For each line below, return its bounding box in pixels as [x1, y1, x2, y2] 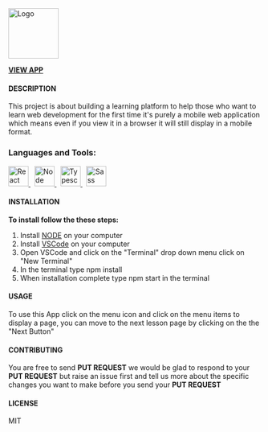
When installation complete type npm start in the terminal [19, 273, 210, 282]
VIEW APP [8, 65, 44, 75]
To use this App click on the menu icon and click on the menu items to [8, 309, 241, 319]
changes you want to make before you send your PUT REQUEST [8, 380, 221, 389]
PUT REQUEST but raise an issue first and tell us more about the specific [8, 372, 250, 381]
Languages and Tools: [8, 147, 96, 158]
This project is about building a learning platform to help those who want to [8, 101, 257, 111]
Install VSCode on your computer [19, 239, 130, 249]
